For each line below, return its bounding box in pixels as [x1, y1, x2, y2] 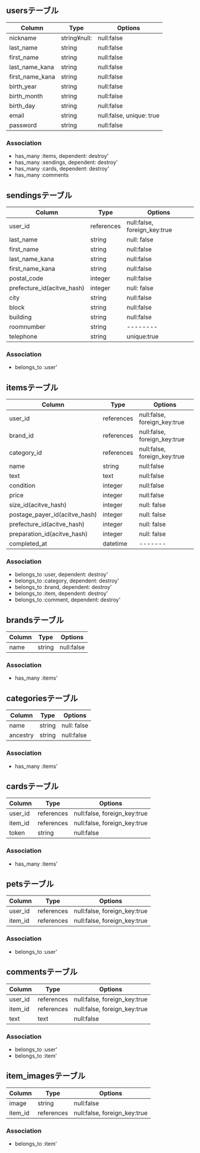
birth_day [9, 101, 36, 110]
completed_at [9, 540, 48, 548]
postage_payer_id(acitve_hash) [9, 510, 97, 519]
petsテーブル [6, 879, 54, 889]
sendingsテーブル [6, 190, 73, 200]
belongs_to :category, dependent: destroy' [14, 577, 120, 584]
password [9, 121, 37, 129]
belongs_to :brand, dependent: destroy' [14, 584, 112, 591]
